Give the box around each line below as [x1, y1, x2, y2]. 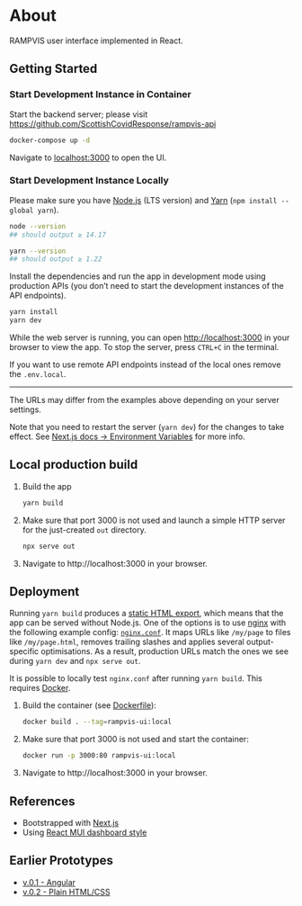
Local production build [9, 457, 138, 472]
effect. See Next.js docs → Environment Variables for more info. [9, 431, 245, 442]
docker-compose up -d [9, 136, 91, 145]
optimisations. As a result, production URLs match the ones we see [40, 646, 289, 657]
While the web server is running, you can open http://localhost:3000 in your [9, 332, 290, 343]
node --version [9, 221, 67, 230]
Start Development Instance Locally [9, 175, 169, 187]
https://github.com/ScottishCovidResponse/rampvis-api [9, 118, 217, 129]
